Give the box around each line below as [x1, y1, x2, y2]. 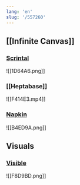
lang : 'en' [6, 8, 33, 15]
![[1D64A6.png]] [6, 68, 45, 75]
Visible [6, 159, 26, 167]
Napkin [6, 110, 28, 119]
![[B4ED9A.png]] [6, 124, 46, 131]
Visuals [6, 141, 34, 151]
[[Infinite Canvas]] [6, 36, 75, 46]
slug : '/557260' [6, 14, 46, 20]
